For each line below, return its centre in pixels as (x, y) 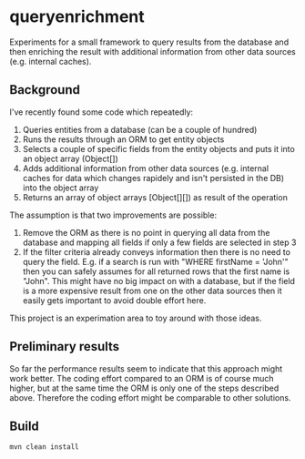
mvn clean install (44, 447)
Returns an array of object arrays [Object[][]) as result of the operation (155, 197)
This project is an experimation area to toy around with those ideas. (136, 318)
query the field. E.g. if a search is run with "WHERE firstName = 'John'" (155, 261)
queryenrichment (77, 17)
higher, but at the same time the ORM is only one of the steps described (144, 388)
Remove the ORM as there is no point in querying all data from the (146, 232)
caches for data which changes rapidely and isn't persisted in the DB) (153, 178)
